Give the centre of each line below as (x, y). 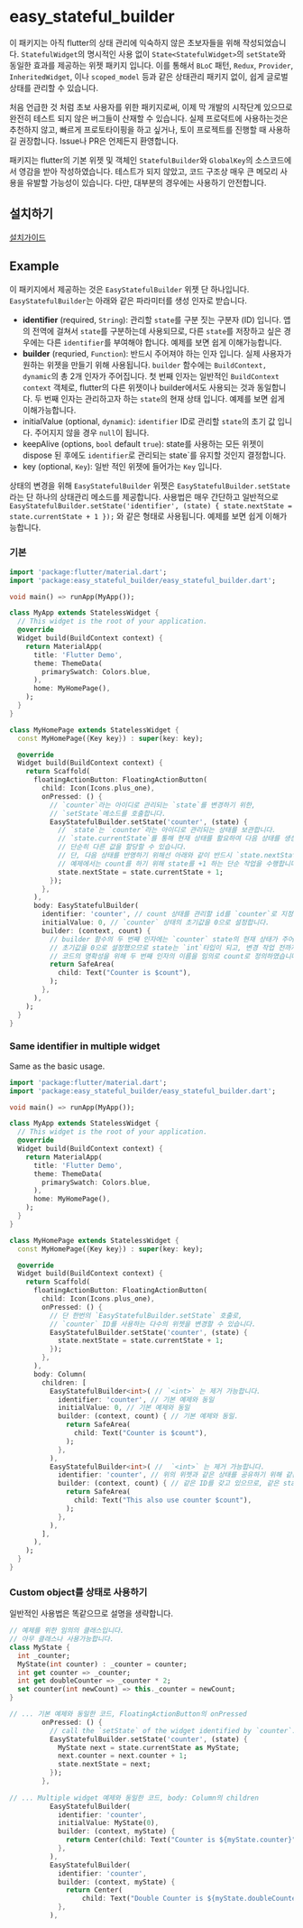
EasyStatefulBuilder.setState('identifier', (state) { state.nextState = (151, 506)
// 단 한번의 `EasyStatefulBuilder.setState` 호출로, (146, 1315)
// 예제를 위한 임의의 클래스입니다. (67, 1631)
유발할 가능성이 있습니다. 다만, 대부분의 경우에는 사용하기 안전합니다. (146, 182)
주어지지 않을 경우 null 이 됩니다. (92, 432)
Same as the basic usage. (57, 1066)
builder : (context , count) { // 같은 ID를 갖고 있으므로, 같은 (168, 1483)
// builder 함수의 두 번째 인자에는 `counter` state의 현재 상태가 (163, 939)
